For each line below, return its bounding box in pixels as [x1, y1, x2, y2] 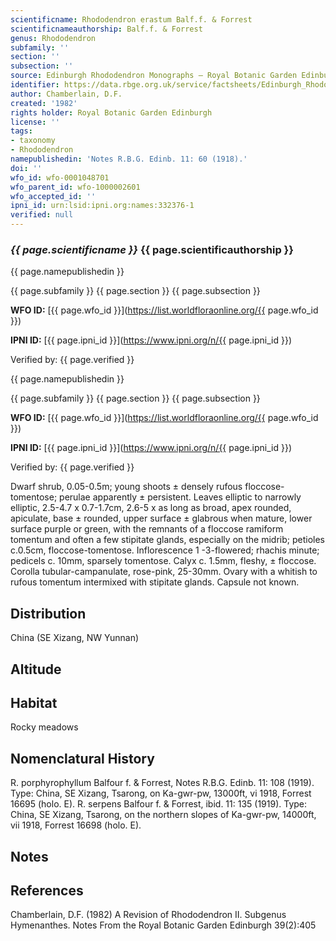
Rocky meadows [10, 721, 79, 733]
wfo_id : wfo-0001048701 [10, 172, 110, 183]
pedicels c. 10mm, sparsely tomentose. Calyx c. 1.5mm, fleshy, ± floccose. [10, 555, 317, 567]
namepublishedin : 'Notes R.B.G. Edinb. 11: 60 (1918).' [10, 154, 248, 164]
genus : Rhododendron [10, 33, 97, 43]
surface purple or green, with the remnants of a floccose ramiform [10, 523, 284, 535]
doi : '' [10, 163, 43, 173]
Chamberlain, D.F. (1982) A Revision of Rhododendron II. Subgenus [10, 909, 287, 921]
